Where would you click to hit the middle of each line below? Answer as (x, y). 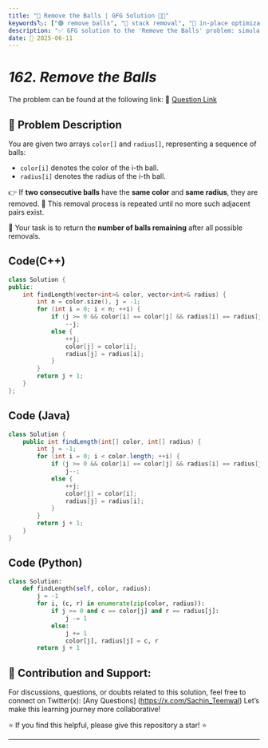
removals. (25, 236)
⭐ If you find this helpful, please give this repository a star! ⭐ (108, 725)
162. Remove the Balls (83, 77)
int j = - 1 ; (57, 449)
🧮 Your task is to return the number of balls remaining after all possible (126, 228)
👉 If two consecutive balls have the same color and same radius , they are (133, 192)
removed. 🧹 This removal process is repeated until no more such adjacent (130, 204)
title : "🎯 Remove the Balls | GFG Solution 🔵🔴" (89, 16)
